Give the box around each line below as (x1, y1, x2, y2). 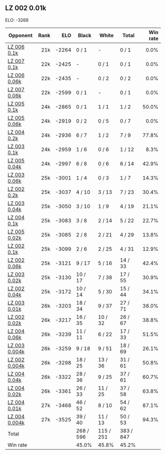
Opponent (8, 32, 33, 39)
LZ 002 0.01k (5, 4, 46, 12)
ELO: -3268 (5, 17, 29, 23)
